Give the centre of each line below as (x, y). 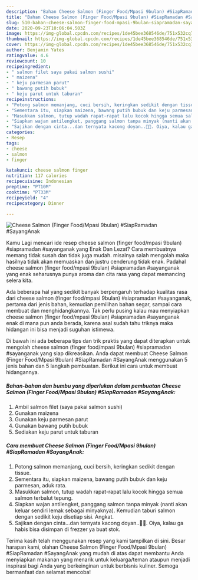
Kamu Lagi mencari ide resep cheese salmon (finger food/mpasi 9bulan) (94, 243)
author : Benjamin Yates (35, 50)
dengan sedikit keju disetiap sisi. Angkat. (64, 517)
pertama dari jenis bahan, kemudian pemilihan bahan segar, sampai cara (94, 304)
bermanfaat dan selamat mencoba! (49, 572)
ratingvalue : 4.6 (27, 55)
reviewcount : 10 (26, 61)
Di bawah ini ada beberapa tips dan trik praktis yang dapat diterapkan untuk (98, 341)
